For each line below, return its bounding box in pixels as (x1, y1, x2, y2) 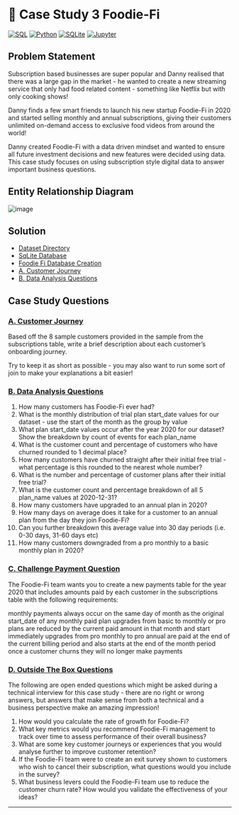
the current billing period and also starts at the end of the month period (8, 639, 216, 648)
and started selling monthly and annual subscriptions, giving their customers (8, 113, 232, 122)
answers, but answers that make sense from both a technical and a (8, 696, 204, 704)
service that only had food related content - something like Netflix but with (8, 85, 226, 93)
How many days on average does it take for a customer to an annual (18, 508, 218, 517)
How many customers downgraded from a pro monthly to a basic (18, 538, 209, 547)
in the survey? (18, 769, 60, 778)
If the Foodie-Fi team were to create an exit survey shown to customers (18, 755, 228, 763)
